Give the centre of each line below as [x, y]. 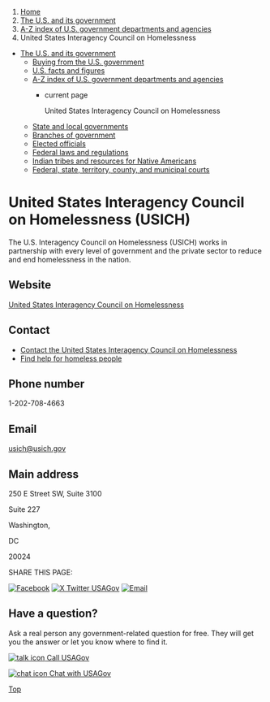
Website [30, 285]
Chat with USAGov [80, 673]
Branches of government [74, 135]
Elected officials [59, 144]
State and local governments [80, 126]
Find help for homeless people [71, 358]
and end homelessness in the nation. [70, 259]
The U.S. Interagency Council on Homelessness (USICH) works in [118, 242]
